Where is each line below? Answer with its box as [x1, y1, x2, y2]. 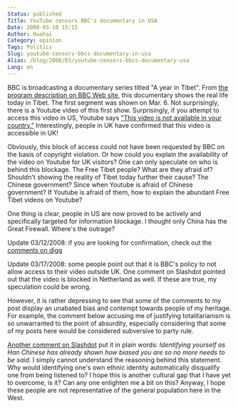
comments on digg [7, 245, 63, 254]
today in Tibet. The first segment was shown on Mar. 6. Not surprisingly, [7, 98, 219, 107]
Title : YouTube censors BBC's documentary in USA [7, 17, 158, 24]
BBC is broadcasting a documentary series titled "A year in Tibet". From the [7, 83, 229, 91]
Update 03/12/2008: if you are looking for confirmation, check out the [7, 238, 212, 247]
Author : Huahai [7, 30, 53, 38]
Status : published [7, 10, 62, 18]
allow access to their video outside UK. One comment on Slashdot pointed [7, 267, 226, 275]
